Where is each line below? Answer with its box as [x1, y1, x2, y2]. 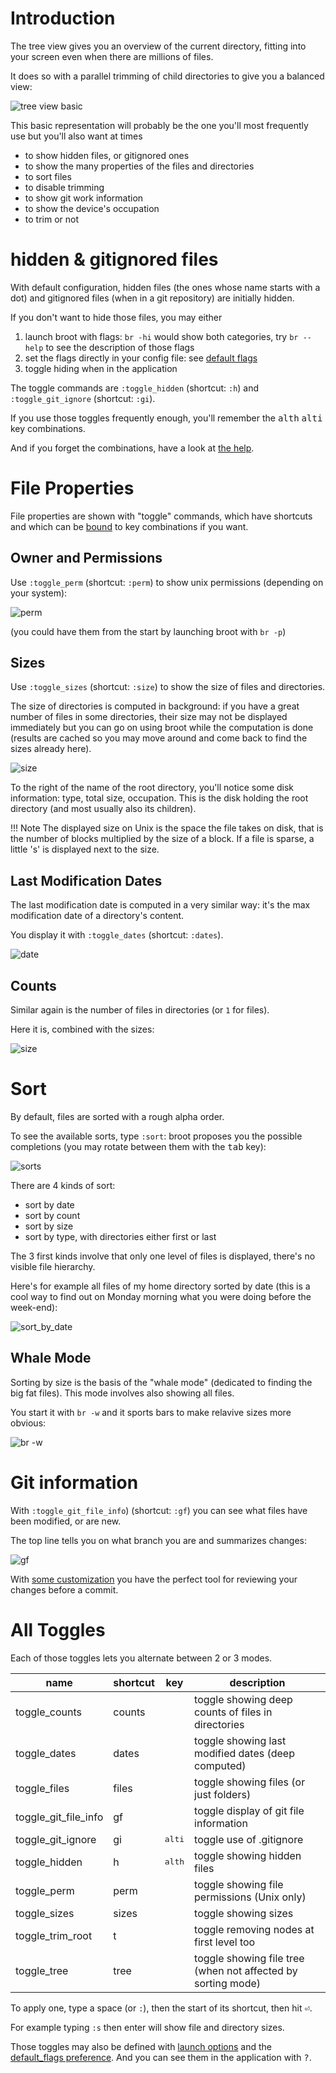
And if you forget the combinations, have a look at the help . [10, 442, 255, 454]
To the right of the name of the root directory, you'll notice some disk [10, 782, 295, 794]
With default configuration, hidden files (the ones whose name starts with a [10, 281, 321, 293]
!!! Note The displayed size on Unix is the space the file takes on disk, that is [10, 822, 324, 834]
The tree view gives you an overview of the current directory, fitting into [10, 40, 307, 52]
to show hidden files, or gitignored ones [24, 149, 190, 161]
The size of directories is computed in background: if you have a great [10, 700, 300, 712]
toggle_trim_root [15, 1928, 93, 1942]
